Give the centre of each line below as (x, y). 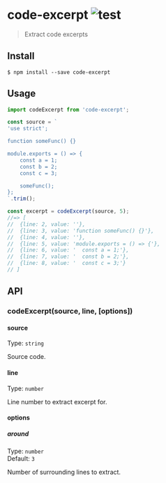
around (18, 434)
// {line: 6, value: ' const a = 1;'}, (68, 250)
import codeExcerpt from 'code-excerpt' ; (68, 109)
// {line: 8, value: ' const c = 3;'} (67, 263)
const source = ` (32, 122)
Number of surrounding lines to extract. (64, 472)
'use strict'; (28, 129)
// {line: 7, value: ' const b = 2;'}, (68, 257)
